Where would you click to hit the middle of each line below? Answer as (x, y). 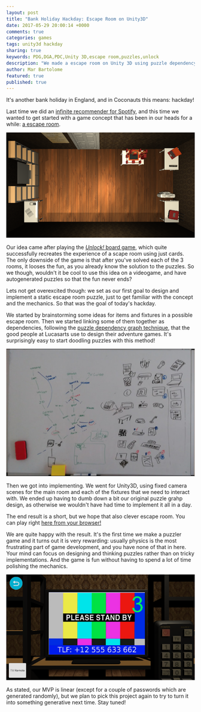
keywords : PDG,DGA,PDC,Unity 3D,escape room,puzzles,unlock (83, 57)
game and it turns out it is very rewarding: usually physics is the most (92, 540)
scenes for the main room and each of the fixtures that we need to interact (98, 492)
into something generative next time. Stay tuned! (66, 702)
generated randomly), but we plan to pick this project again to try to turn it (98, 696)
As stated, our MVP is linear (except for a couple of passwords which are (96, 689)
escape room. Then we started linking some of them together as (85, 322)
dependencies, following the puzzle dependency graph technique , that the (98, 328)
